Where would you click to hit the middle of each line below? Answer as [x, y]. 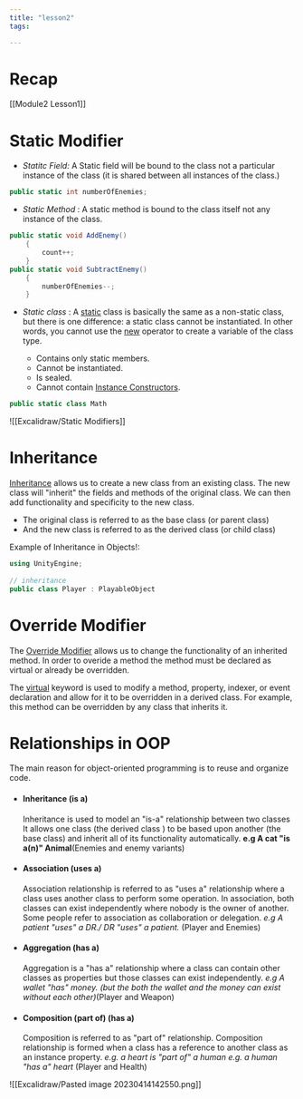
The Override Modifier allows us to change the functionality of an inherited [148, 650]
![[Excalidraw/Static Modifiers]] [67, 422]
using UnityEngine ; [46, 564]
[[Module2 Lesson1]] [48, 104]
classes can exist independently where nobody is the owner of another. [156, 908]
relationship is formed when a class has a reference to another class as [155, 1047]
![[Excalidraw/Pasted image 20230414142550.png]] [105, 1084]
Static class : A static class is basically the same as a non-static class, [153, 312]
